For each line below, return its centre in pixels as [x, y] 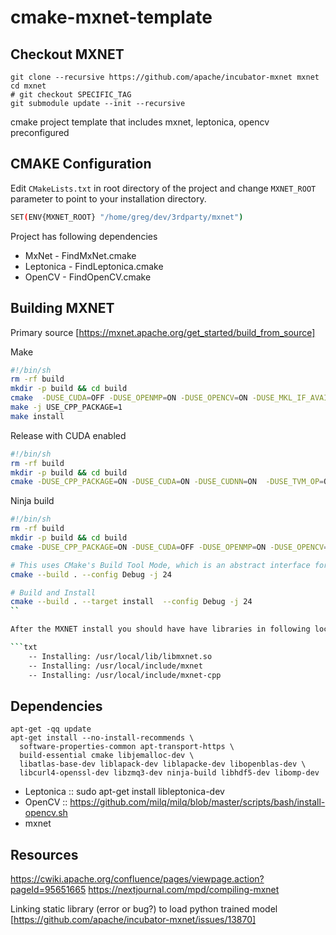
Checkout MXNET [67, 54]
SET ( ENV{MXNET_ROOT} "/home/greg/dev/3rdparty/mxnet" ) [127, 217]
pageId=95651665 [48, 890]
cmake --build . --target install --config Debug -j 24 [131, 602]
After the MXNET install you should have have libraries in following [160, 629]
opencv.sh [46, 813]
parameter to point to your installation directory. [108, 198]
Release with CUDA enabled [68, 435]
